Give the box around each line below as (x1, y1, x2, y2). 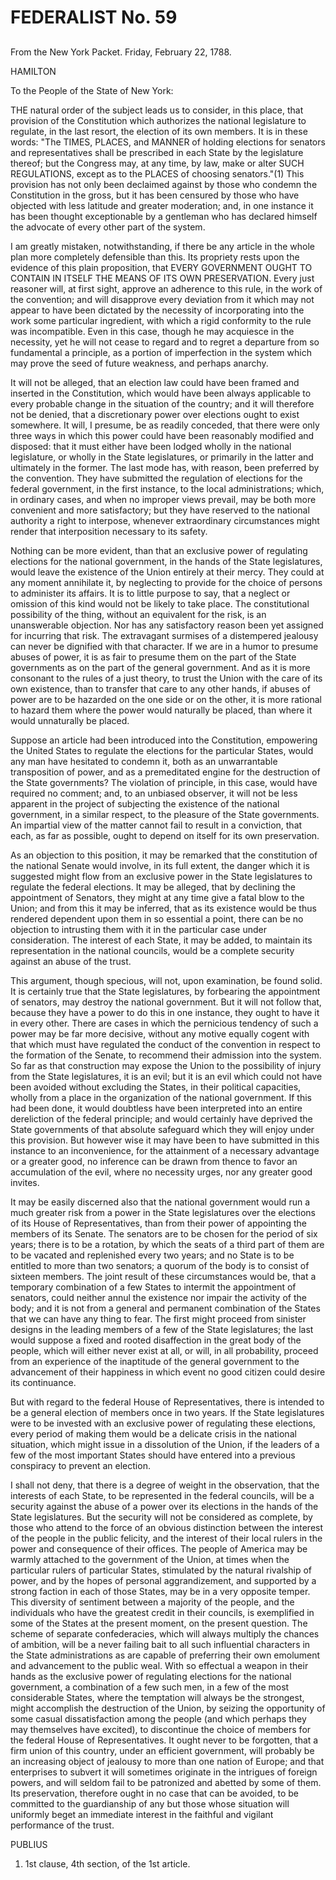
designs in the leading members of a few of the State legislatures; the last (10, 1323, 314, 1335)
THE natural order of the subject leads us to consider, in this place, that (10, 104, 304, 116)
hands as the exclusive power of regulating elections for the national (10, 1670, 292, 1682)
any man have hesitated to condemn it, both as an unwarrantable (10, 755, 278, 767)
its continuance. (10, 1376, 77, 1388)
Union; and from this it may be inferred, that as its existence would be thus (10, 902, 317, 914)
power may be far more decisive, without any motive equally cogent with (10, 1027, 310, 1040)
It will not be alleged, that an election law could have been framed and (10, 376, 300, 388)
